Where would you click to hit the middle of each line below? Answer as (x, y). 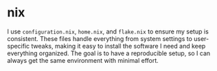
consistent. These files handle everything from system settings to (100, 38)
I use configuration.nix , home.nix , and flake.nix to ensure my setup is (108, 31)
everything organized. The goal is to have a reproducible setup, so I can (109, 53)
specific (19, 46)
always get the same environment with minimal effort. (83, 60)
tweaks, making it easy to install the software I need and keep (118, 46)
